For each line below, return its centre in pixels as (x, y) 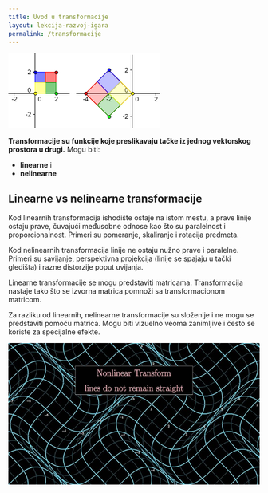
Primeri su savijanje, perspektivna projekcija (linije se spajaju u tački (120, 258)
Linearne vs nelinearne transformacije (105, 198)
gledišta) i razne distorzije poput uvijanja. (76, 267)
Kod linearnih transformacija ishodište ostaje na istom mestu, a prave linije (130, 218)
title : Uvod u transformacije (59, 17)
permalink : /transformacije (55, 34)
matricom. (25, 300)
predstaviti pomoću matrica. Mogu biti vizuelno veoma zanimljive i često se (132, 324)
